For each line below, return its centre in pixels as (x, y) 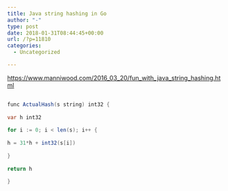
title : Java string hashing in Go (57, 13)
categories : (24, 46)
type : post (23, 26)
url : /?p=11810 (29, 39)
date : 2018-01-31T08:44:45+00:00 (55, 33)
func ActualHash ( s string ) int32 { (59, 104)
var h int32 (24, 117)
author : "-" (24, 20)
